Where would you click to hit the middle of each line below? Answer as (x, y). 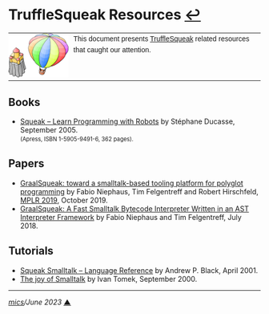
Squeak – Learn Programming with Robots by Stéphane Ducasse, (127, 121)
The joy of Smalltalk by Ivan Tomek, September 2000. (108, 279)
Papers (26, 163)
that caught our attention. (112, 50)
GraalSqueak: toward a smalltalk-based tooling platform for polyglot (132, 183)
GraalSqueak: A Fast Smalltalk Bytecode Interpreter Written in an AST (134, 208)
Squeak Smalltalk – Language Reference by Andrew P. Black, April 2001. (139, 270)
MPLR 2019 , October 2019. (64, 200)
